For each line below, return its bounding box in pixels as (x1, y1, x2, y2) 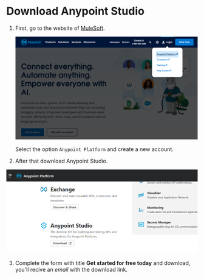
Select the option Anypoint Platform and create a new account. (15, 146, 174, 153)
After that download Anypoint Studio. (15, 157, 108, 165)
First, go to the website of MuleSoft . (15, 24, 105, 32)
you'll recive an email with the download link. (15, 266, 128, 273)
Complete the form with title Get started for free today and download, (15, 259, 191, 266)
